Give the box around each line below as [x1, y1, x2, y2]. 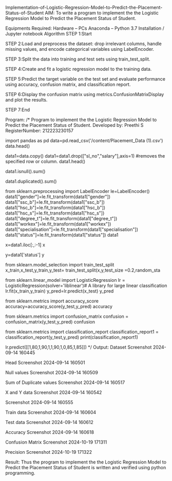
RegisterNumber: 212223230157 [5, 128, 73, 133]
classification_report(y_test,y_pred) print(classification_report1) [5, 334, 139, 340]
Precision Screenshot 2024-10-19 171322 [5, 449, 92, 455]
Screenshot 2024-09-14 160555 [5, 399, 73, 405]
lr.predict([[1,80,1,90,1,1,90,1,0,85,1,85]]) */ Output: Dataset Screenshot [5, 344, 152, 350]
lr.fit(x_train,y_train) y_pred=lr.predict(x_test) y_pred [5, 288, 114, 294]
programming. [5, 470, 35, 476]
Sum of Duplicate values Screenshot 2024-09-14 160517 [5, 379, 125, 386]
